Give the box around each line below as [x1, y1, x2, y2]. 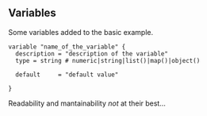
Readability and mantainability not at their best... [8, 99, 167, 108]
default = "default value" [15, 71, 119, 79]
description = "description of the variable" [15, 49, 169, 58]
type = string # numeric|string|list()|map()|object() [15, 56, 201, 64]
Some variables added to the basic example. [8, 27, 153, 37]
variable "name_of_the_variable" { [8, 43, 126, 51]
